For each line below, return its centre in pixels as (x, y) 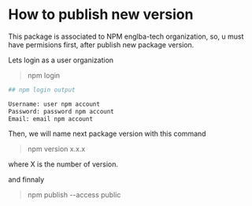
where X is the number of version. (63, 164)
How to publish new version (101, 15)
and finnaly (26, 180)
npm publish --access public (74, 195)
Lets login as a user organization (61, 60)
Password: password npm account (61, 111)
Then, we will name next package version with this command (107, 134)
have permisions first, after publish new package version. (101, 44)
